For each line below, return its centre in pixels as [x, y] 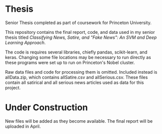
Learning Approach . [25, 42]
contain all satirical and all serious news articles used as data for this [74, 82]
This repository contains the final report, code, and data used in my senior [80, 32]
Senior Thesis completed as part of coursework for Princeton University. [78, 23]
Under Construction [47, 108]
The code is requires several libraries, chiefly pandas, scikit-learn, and [76, 52]
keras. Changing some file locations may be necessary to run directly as [78, 57]
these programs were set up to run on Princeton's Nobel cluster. [70, 62]
